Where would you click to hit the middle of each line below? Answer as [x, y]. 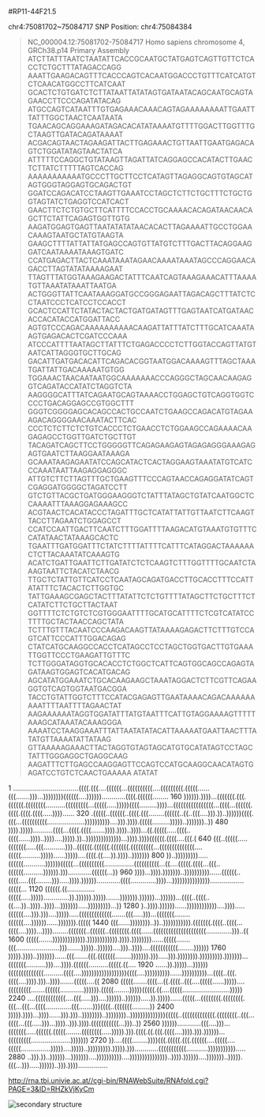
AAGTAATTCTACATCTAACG [73, 571]
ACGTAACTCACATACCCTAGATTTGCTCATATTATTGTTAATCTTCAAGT [141, 512]
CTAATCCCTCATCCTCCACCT [77, 302]
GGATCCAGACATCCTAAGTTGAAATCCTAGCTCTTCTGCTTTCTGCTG [140, 193]
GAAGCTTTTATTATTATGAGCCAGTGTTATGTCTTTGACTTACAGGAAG [140, 243]
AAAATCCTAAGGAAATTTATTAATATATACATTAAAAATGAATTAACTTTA [142, 731]
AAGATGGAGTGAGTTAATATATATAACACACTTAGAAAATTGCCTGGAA [140, 227]
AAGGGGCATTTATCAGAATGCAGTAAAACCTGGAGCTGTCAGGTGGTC [141, 395]
